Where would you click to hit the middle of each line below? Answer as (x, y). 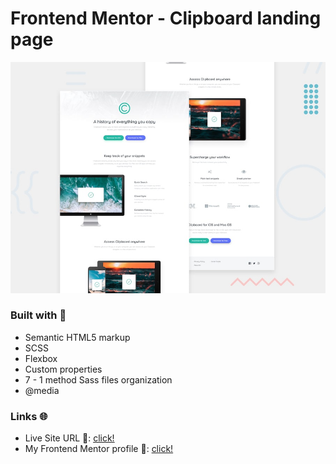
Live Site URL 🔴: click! (69, 438)
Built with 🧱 (38, 315)
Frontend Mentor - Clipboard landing (166, 18)
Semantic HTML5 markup (77, 337)
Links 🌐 (29, 416)
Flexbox (41, 358)
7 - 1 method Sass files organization (98, 379)
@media (42, 390)
